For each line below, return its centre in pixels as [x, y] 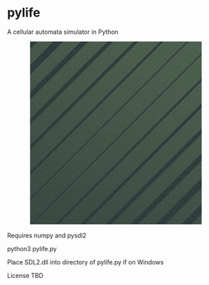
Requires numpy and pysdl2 [47, 235]
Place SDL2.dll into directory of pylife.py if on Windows [86, 262]
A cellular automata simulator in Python [63, 32]
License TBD [25, 275]
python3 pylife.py [32, 248]
